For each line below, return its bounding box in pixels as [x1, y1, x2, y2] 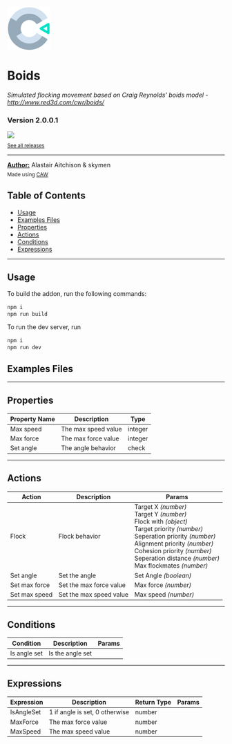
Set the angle [58, 571, 97, 579]
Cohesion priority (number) [134, 547, 212, 555]
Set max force [10, 581, 50, 589]
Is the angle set [48, 649, 92, 658]
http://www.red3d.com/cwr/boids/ [7, 97, 105, 106]
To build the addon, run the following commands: [7, 290, 147, 298]
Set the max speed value [58, 590, 129, 599]
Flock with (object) [134, 517, 188, 526]
